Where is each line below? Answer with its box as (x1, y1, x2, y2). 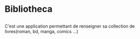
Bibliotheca (4, 3, 53, 15)
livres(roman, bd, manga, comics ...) (4, 28, 78, 34)
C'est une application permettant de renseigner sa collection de (4, 23, 135, 29)
